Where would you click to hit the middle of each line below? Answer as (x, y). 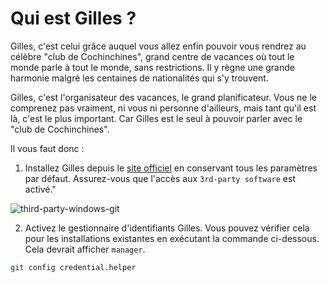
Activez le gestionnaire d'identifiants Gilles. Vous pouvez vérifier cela (167, 228)
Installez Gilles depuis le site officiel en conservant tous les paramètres (171, 168)
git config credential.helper (73, 267)
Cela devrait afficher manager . (85, 249)
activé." (40, 189)
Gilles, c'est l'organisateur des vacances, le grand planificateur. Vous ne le (163, 97)
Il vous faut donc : (47, 148)
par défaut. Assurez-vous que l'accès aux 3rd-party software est (160, 178)
